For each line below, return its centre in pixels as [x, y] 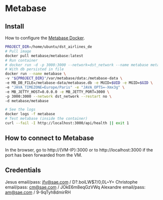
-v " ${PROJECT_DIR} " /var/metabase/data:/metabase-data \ [64, 78]
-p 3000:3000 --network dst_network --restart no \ [58, 96]
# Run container [21, 60]
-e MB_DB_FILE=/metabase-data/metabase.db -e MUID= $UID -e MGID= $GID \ [79, 83]
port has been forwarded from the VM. [44, 155]
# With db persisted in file [34, 69]
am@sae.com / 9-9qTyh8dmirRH [38, 192]
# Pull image [18, 51]
